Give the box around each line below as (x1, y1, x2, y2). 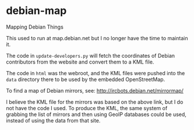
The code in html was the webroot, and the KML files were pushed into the (6, 69, 185, 76)
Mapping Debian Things (6, 23, 64, 30)
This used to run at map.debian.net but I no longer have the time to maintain (6, 34, 188, 41)
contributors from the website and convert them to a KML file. (6, 58, 154, 65)
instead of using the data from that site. (6, 117, 101, 124)
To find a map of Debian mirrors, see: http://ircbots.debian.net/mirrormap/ (6, 87, 184, 94)
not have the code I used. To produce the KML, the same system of (6, 104, 168, 111)
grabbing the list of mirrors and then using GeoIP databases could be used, (6, 111, 186, 118)
